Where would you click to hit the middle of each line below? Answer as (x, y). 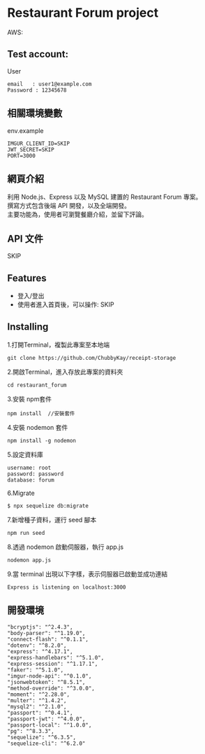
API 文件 (25, 238)
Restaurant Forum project (83, 13)
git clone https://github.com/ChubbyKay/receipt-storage (92, 358)
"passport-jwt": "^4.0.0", (46, 719)
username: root (29, 468)
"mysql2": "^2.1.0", (37, 706)
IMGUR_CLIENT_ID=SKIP (39, 144)
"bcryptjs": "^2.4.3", (40, 627)
